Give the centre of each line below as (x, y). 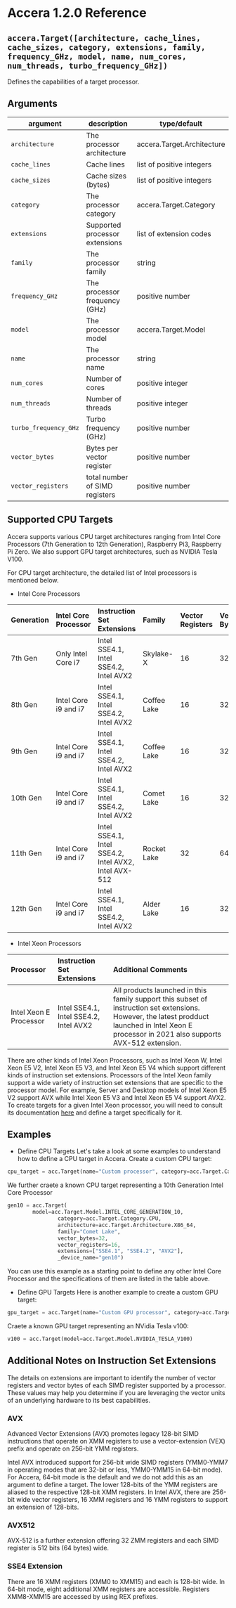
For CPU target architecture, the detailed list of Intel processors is (102, 572)
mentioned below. (33, 580)
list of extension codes (174, 233)
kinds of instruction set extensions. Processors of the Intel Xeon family (110, 1075)
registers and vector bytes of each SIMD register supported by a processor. (117, 1385)
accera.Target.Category (176, 205)
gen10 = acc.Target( (38, 1206)
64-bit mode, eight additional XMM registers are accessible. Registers (109, 1589)
